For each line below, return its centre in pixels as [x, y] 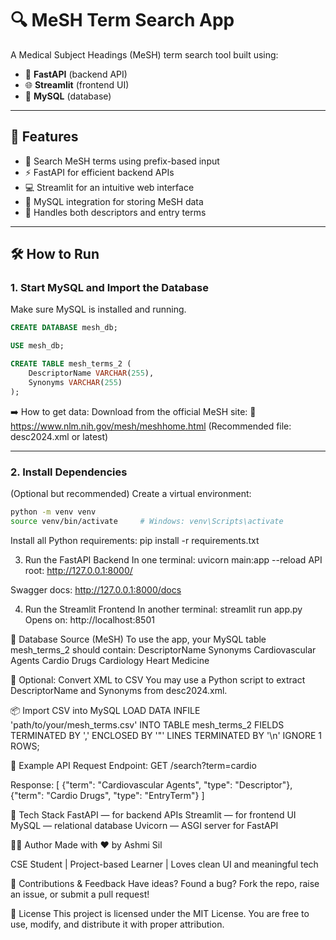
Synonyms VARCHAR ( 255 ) [75, 382]
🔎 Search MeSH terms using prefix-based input [122, 161]
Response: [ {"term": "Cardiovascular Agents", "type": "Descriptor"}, [151, 784]
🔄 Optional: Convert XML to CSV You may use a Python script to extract [158, 679]
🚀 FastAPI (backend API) [76, 74]
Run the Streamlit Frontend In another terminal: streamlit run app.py [163, 609]
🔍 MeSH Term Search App [122, 20]
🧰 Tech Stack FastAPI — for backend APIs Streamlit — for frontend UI [153, 814]
